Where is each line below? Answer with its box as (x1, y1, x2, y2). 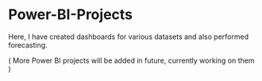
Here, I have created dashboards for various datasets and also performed (8, 32, 249, 41)
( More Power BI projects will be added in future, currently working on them (8, 56, 255, 65)
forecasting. (8, 40, 48, 49)
